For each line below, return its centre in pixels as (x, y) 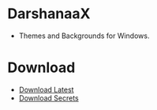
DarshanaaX (49, 14)
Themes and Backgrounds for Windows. (84, 36)
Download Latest (46, 89)
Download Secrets (49, 98)
